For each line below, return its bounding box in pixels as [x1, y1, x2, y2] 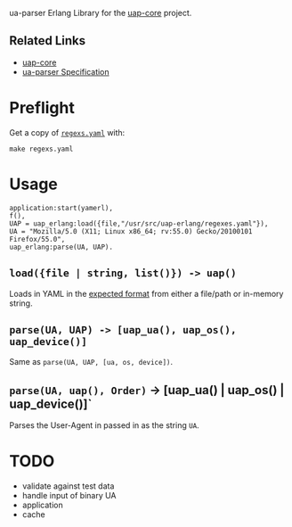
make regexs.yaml [9, 144, 74, 153]
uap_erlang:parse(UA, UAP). [9, 243, 114, 251]
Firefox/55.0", [9, 235, 66, 243]
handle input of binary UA [21, 490, 118, 501]
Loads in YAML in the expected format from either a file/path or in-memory [9, 288, 284, 299]
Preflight [9, 98, 76, 118]
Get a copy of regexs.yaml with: [9, 127, 126, 137]
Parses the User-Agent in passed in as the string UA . [9, 420, 200, 431]
